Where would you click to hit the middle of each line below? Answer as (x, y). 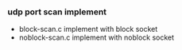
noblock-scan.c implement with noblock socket (97, 37)
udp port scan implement (57, 12)
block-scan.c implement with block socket (88, 29)
